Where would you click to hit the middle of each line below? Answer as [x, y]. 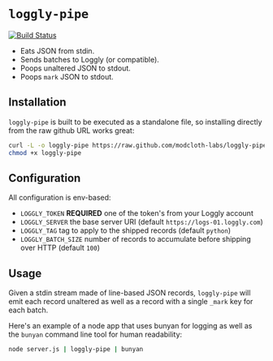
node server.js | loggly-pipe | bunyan [76, 350]
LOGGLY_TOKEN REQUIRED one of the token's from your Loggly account [136, 213]
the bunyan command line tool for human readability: [95, 334]
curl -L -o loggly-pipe [49, 145]
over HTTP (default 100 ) [60, 248]
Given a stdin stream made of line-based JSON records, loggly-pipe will [130, 293]
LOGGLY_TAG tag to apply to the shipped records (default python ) [126, 230]
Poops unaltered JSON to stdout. [76, 68]
